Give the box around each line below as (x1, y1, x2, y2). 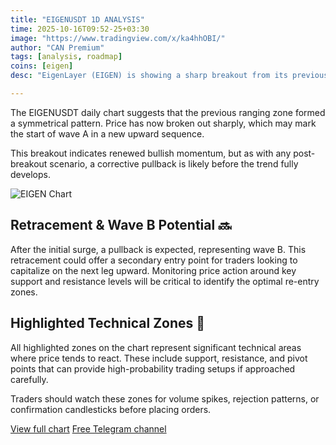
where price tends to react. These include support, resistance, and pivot (10, 352, 308, 364)
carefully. (10, 373, 49, 385)
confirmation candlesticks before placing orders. (10, 403, 212, 415)
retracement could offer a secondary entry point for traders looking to (10, 254, 298, 266)
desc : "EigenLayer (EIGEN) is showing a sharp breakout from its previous (10, 71, 329, 81)
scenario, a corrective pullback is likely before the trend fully (49, 157, 299, 170)
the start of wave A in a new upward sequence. (10, 127, 205, 140)
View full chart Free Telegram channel (10, 422, 167, 435)
